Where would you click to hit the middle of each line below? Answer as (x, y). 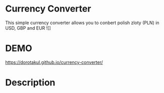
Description (30, 83)
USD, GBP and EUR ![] (28, 28)
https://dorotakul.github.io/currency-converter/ (54, 62)
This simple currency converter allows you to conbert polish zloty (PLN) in (83, 23)
